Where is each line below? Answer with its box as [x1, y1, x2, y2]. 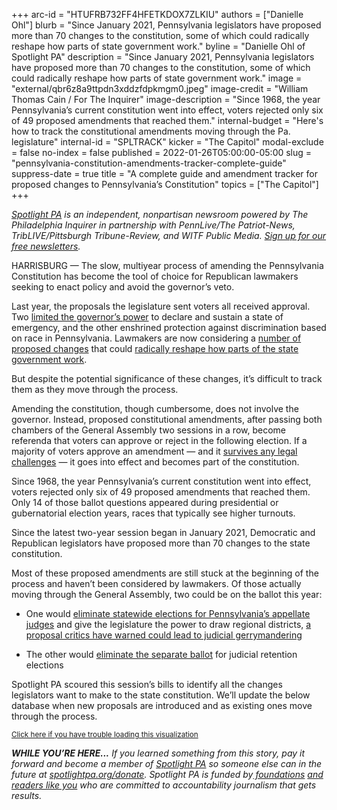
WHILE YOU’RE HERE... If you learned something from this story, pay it [11, 747, 306, 759]
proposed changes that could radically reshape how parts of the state [11, 343, 299, 354]
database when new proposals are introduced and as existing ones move [11, 700, 313, 711]
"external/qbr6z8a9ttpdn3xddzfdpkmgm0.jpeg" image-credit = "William [11, 83, 309, 94]
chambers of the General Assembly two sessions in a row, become [11, 424, 286, 436]
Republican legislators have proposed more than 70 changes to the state [11, 537, 311, 549]
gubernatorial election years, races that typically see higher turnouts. [11, 507, 296, 519]
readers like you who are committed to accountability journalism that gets [11, 779, 317, 791]
